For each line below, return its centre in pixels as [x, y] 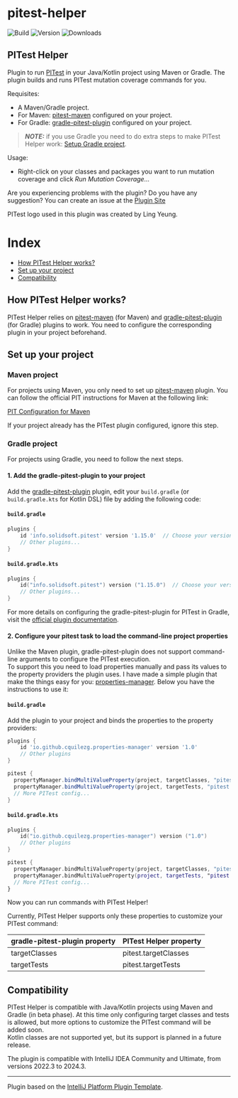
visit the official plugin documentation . [63, 619]
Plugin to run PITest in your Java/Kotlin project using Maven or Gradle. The [116, 72]
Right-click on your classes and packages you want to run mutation [116, 171]
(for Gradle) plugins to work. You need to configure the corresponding [110, 324]
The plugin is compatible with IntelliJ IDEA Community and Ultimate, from [114, 1059]
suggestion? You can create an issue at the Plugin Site [86, 200]
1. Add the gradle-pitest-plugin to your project [76, 476]
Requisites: [24, 93]
